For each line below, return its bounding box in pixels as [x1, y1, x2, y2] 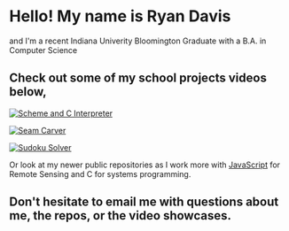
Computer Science [9, 44, 78, 55]
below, [9, 84, 47, 99]
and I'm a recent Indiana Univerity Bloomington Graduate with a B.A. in [9, 35, 267, 46]
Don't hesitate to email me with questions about [9, 195, 279, 210]
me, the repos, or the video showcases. [9, 208, 232, 223]
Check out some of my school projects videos [9, 71, 268, 86]
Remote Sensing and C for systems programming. [9, 168, 191, 179]
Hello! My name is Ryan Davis [9, 6, 231, 27]
